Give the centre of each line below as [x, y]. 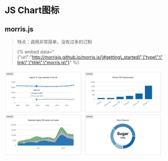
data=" [47, 52]
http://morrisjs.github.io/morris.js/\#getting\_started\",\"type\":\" [97, 57]
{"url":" [24, 57]
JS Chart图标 [32, 10]
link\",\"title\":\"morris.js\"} [43, 62]
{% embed [28, 52]
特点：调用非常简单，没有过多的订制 [54, 42]
